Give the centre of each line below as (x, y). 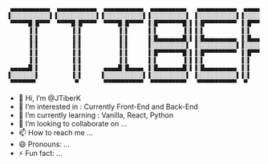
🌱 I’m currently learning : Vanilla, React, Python (95, 115)
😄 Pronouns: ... (44, 144)
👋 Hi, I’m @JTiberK (49, 98)
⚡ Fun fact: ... (40, 153)
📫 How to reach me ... (55, 132)
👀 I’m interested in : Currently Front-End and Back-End (108, 106)
